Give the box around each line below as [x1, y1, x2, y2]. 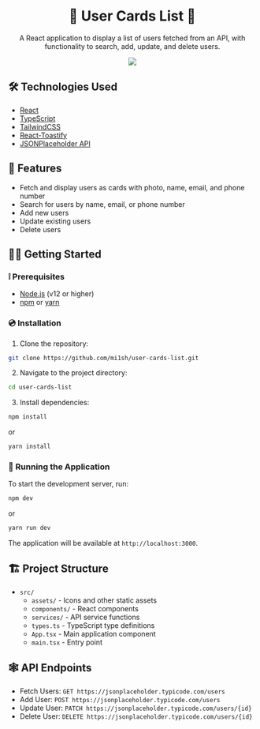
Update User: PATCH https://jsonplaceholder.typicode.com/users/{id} [19, 703, 252, 712]
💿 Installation [8, 318, 61, 329]
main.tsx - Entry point [31, 637, 102, 647]
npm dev [8, 494, 34, 502]
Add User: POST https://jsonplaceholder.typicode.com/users [19, 694, 221, 704]
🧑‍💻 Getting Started [8, 247, 102, 261]
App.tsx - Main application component [31, 629, 156, 638]
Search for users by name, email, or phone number [19, 199, 185, 209]
